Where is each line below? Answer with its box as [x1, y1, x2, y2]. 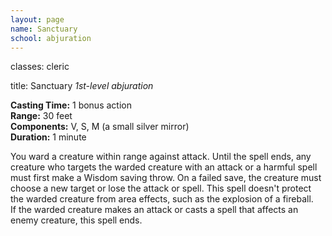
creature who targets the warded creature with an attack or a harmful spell [10, 161, 318, 173]
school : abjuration [10, 33, 92, 43]
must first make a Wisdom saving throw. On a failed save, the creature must [10, 172, 322, 184]
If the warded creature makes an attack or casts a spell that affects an [10, 204, 299, 216]
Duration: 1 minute [10, 131, 87, 143]
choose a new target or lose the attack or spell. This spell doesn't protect [10, 182, 312, 195]
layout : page [10, 14, 65, 25]
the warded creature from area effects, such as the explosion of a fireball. [10, 193, 314, 205]
